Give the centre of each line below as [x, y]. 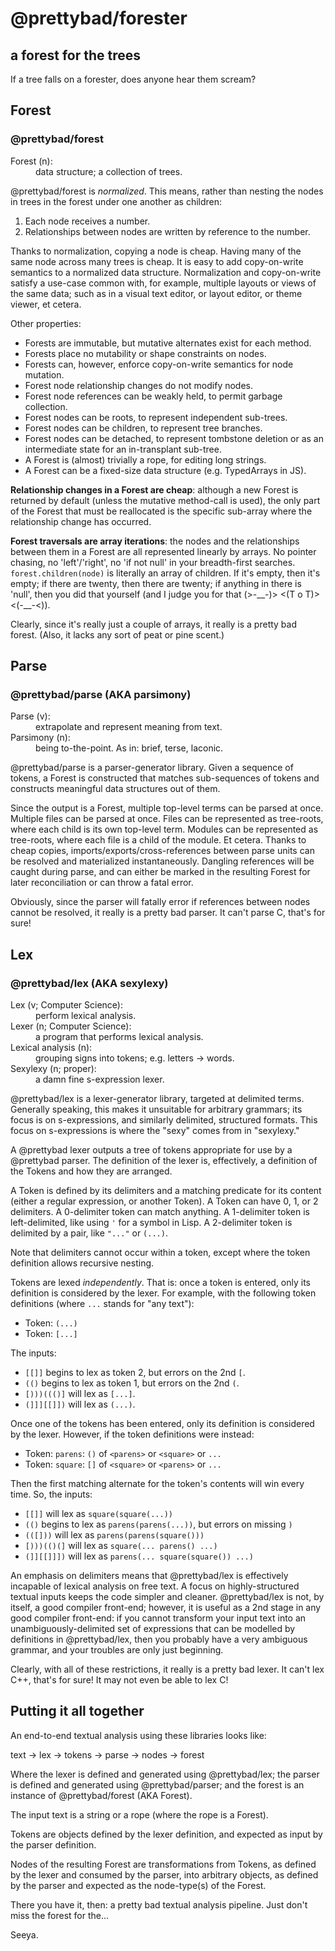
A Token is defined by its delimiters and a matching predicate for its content [166, 1191]
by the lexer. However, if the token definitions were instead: [132, 1434]
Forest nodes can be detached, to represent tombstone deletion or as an [174, 438]
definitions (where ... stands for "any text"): [102, 1304]
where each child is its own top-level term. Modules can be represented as [164, 829]
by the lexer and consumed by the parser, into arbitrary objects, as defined [164, 1874]
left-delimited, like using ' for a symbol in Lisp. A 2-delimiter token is [151, 1223]
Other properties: [46, 323]
